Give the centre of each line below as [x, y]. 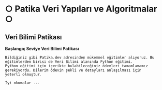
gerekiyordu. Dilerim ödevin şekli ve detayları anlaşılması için [73, 70]
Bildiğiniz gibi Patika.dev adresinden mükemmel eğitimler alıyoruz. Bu [80, 58]
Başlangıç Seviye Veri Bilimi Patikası [42, 49]
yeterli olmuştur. [23, 75]
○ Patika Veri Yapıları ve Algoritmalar [81, 9]
